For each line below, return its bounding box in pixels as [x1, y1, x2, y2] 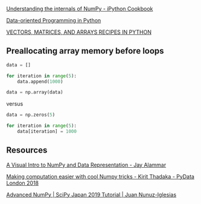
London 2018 [6, 179, 39, 186]
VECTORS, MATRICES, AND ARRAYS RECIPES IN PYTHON [6, 28, 152, 36]
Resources [6, 145, 48, 156]
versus [6, 100, 24, 107]
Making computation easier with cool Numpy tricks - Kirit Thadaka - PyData [6, 173, 195, 180]
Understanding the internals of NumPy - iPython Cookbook [6, 5, 153, 12]
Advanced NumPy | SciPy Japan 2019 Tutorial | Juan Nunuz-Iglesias [6, 191, 177, 198]
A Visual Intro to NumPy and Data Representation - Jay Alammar [6, 161, 167, 168]
